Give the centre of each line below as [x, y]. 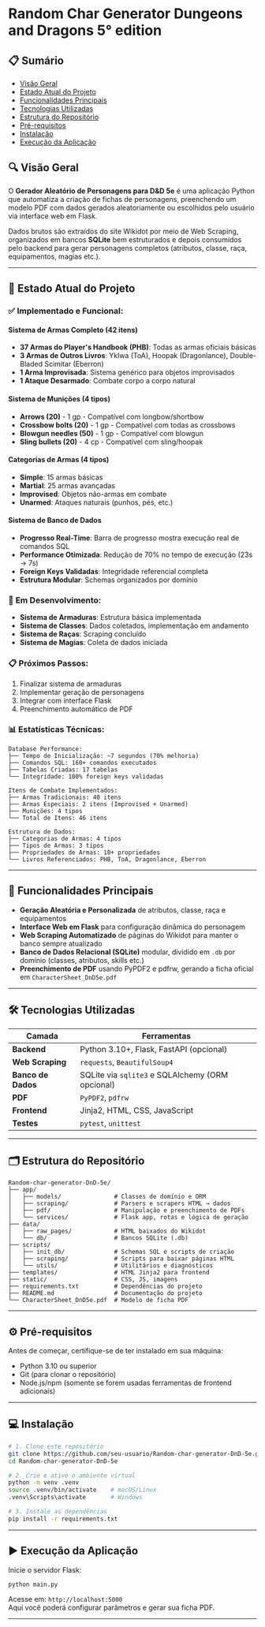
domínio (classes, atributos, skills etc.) [82, 960]
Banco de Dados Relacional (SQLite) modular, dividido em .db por [127, 952]
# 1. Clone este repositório [56, 1446]
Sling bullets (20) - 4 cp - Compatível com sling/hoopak [111, 442]
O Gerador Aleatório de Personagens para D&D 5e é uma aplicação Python [131, 191]
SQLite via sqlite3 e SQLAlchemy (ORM [154, 1075]
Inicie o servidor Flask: [45, 1569]
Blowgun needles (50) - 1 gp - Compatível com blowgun [111, 433]
